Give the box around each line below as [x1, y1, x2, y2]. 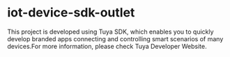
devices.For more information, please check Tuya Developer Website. [7, 42, 207, 50]
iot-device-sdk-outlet [7, 5, 135, 21]
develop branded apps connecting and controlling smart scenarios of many [7, 34, 224, 43]
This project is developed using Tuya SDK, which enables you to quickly [7, 27, 214, 36]
